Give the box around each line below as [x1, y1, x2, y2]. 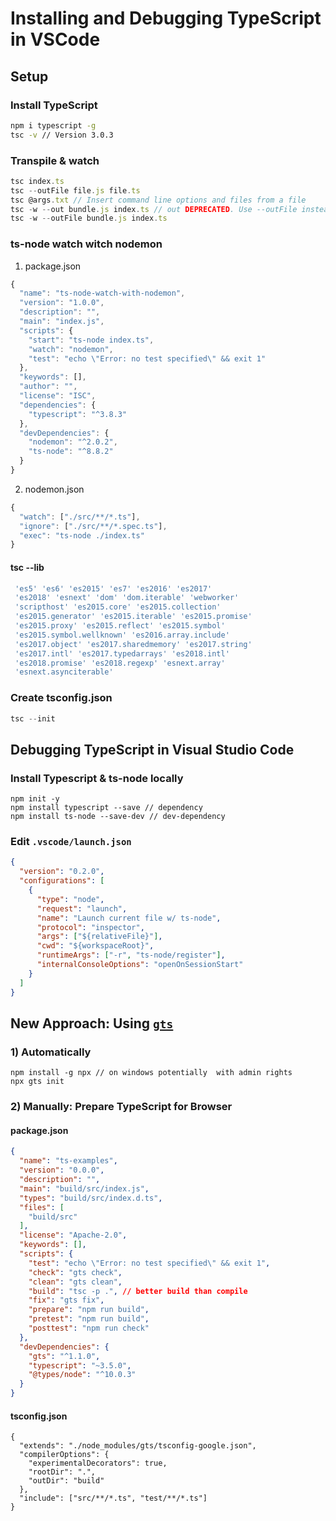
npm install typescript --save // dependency [10, 803, 203, 813]
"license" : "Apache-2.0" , [19, 1230, 128, 1241]
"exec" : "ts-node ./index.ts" [19, 530, 145, 541]
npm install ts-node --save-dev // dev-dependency [10, 812, 226, 822]
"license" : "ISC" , [19, 391, 97, 401]
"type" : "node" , [36, 894, 105, 904]
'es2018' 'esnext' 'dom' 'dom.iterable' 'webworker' [14, 593, 240, 603]
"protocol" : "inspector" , [36, 922, 145, 932]
